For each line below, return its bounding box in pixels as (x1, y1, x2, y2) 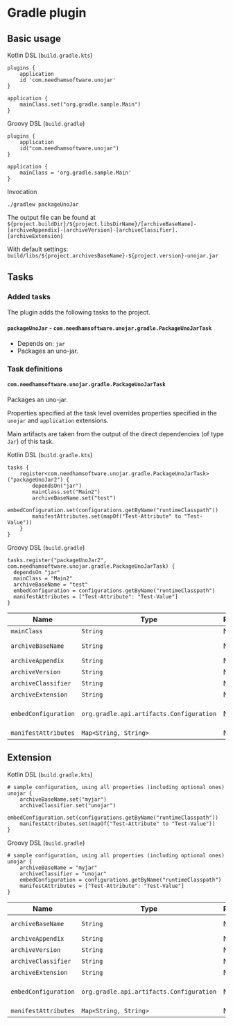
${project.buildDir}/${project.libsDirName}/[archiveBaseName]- (7, 221, 197, 228)
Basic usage (7, 33, 61, 45)
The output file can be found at (7, 214, 96, 221)
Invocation (7, 188, 37, 196)
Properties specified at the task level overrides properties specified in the (7, 409, 217, 418)
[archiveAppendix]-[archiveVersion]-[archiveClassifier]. (7, 227, 178, 234)
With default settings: (7, 245, 69, 253)
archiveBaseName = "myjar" (19, 864, 98, 871)
